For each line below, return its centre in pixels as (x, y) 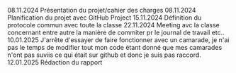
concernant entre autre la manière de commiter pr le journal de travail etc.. (116, 32)
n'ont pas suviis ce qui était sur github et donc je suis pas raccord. (105, 55)
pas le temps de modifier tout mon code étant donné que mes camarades (115, 47)
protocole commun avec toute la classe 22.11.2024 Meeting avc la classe (113, 25)
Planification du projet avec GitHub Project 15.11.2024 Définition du (105, 18)
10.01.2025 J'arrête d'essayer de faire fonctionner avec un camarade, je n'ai (118, 40)
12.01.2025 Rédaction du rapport (55, 62)
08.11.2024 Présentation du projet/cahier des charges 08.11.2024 (102, 10)
